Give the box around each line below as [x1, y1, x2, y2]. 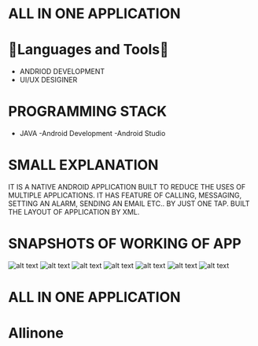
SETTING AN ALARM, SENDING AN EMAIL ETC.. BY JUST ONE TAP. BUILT [8, 199, 250, 208]
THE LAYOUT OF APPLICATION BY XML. [8, 208, 140, 216]
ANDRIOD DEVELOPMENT [19, 67, 105, 76]
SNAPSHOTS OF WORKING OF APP [8, 235, 241, 252]
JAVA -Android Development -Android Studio [19, 129, 166, 138]
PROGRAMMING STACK [8, 103, 168, 120]
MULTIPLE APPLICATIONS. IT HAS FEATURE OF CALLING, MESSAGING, [8, 190, 242, 200]
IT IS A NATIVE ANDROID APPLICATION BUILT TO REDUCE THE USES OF [8, 182, 246, 191]
